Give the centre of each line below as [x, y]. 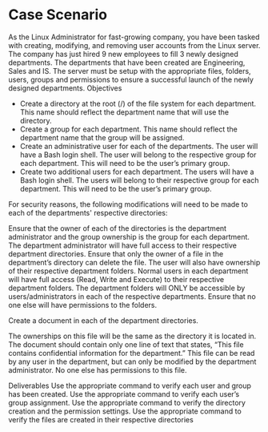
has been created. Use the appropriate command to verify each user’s [124, 394]
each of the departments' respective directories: [88, 212]
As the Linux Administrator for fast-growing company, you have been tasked [134, 37]
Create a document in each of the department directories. [103, 320]
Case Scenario [58, 15]
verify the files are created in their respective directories [101, 419]
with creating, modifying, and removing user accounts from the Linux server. [134, 45]
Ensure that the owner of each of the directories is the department [117, 228]
